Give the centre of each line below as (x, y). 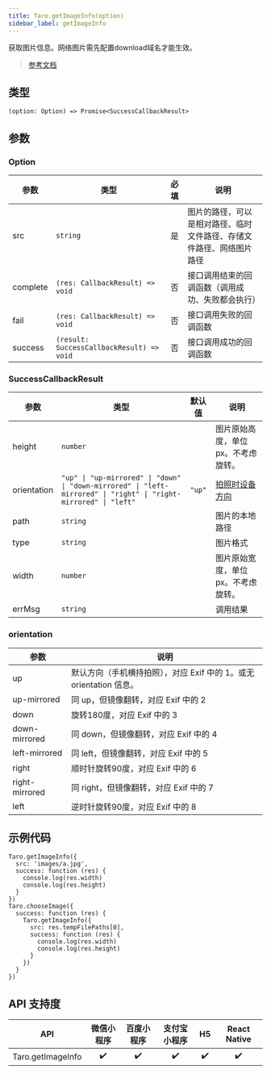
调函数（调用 (212, 287)
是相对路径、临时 (220, 224)
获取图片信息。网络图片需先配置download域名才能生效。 (102, 47)
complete (30, 287)
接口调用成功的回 (220, 342)
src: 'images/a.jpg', (52, 864)
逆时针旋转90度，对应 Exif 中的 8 (134, 807)
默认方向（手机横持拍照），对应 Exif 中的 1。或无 (163, 673)
